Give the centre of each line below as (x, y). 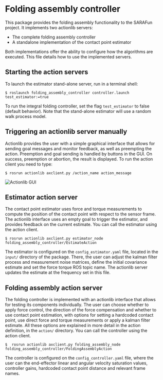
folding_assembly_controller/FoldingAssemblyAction (58, 349)
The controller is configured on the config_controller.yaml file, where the (79, 358)
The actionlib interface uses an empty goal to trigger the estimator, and (76, 219)
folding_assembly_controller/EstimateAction (51, 243)
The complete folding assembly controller (54, 37)
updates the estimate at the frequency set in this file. (58, 272)
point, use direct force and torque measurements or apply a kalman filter (78, 320)
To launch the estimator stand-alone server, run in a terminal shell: (72, 84)
